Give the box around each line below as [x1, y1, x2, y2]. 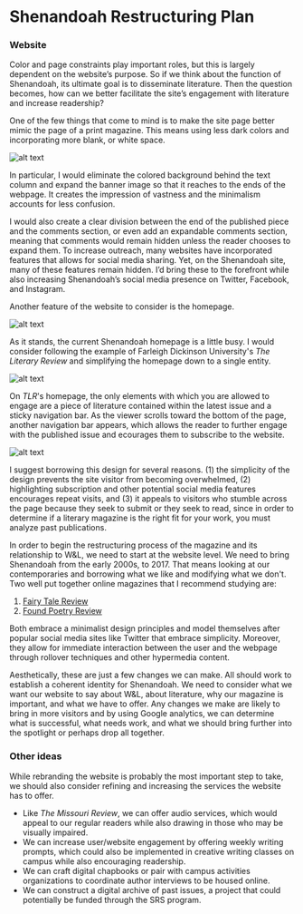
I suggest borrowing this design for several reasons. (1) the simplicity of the [9, 464, 291, 475]
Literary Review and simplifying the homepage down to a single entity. [9, 355, 271, 366]
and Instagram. [9, 284, 66, 295]
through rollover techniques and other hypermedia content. [9, 652, 231, 663]
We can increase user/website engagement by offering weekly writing [22, 836, 284, 847]
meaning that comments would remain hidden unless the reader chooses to [9, 236, 291, 247]
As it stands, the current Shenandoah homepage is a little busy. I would [9, 336, 275, 347]
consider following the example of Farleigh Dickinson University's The [9, 346, 270, 357]
